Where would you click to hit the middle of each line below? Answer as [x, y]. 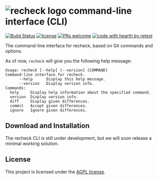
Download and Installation [48, 126]
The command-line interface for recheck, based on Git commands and [79, 45]
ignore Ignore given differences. [49, 110]
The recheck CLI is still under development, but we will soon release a [78, 138]
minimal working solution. [32, 143]
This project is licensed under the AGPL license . [55, 172]
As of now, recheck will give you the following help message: [69, 61]
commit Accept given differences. [49, 106]
